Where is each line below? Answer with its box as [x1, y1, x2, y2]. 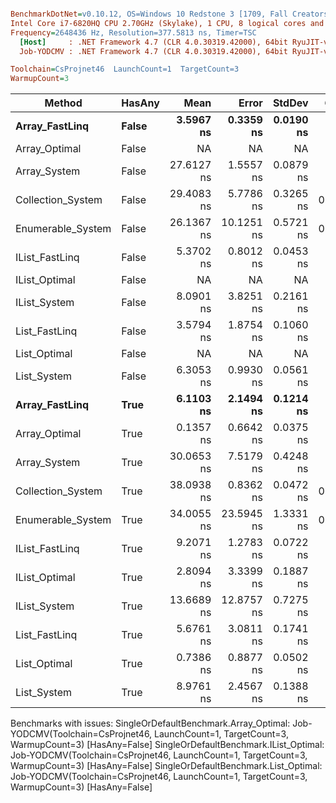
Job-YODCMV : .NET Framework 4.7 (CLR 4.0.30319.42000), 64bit [19, 46, 288, 56]
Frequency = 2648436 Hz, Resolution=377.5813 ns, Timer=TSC [10, 27, 257, 38]
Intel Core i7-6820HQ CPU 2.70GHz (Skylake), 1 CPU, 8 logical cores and [10, 18, 325, 28]
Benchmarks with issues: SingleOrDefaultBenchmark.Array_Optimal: [10, 717, 291, 730]
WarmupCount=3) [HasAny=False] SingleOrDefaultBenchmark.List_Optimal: [10, 760, 323, 772]
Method [44, 96, 83, 110]
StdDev [272, 96, 309, 110]
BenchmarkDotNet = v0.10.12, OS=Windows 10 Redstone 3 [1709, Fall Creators [10, 9, 329, 19]
